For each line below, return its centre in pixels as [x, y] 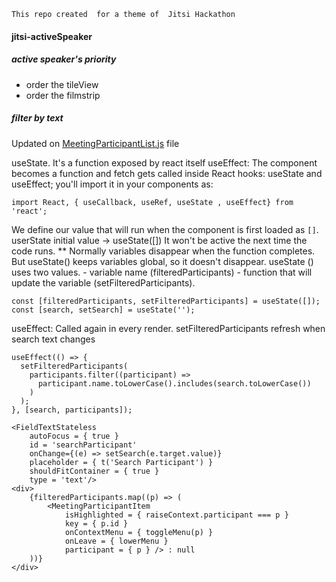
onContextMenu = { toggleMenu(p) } [139, 532]
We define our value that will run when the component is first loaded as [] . [165, 229]
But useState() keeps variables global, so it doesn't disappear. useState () [162, 261]
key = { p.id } [96, 523]
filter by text [37, 118]
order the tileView [62, 84]
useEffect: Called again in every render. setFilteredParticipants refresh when [168, 328]
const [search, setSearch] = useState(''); [103, 310]
